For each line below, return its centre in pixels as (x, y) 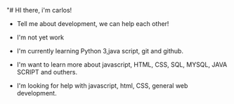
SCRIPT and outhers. (47, 72)
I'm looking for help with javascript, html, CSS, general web (102, 86)
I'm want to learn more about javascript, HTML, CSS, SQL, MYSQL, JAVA (122, 65)
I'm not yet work (40, 37)
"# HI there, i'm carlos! (39, 10)
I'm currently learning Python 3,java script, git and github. (100, 51)
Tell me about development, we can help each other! (93, 24)
